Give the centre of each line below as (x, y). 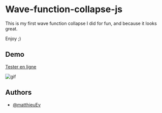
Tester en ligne (21, 66)
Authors (19, 92)
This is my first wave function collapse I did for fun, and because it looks (81, 23)
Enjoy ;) (13, 39)
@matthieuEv (26, 104)
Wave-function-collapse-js (64, 9)
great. (11, 28)
